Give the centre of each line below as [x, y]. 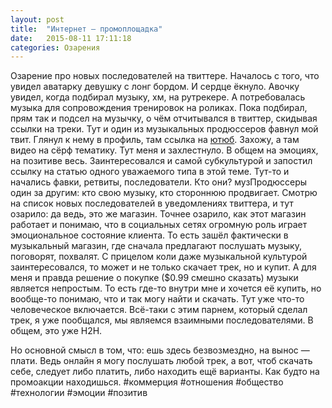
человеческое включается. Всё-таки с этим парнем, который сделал [159, 310]
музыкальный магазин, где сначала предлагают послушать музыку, [156, 246]
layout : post [37, 19]
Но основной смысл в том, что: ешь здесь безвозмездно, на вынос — [160, 350]
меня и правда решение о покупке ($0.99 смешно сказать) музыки [154, 278]
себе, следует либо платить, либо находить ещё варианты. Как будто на [165, 372]
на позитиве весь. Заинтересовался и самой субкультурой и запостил [161, 161]
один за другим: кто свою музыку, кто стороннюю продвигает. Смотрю [164, 193]
